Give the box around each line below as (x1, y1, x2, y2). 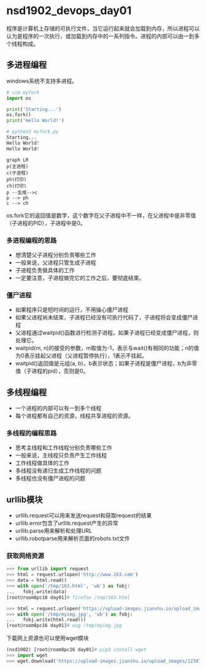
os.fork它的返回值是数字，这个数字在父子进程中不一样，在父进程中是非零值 (6, 211, 196, 219)
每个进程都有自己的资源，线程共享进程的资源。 (15, 412, 134, 420)
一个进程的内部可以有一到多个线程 (15, 405, 102, 412)
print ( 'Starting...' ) (6, 106, 62, 112)
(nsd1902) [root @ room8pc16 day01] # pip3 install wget (6, 647, 147, 653)
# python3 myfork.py (6, 129, 59, 135)
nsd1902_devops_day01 (6, 4, 132, 18)
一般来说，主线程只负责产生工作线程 (15, 452, 107, 459)
